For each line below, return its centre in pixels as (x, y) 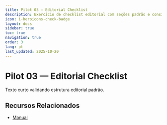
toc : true (15, 33)
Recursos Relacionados (42, 105)
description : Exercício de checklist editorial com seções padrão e (78, 14)
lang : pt (14, 47)
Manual (20, 118)
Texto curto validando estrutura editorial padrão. (55, 90)
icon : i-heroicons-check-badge (38, 19)
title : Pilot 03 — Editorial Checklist (46, 10)
